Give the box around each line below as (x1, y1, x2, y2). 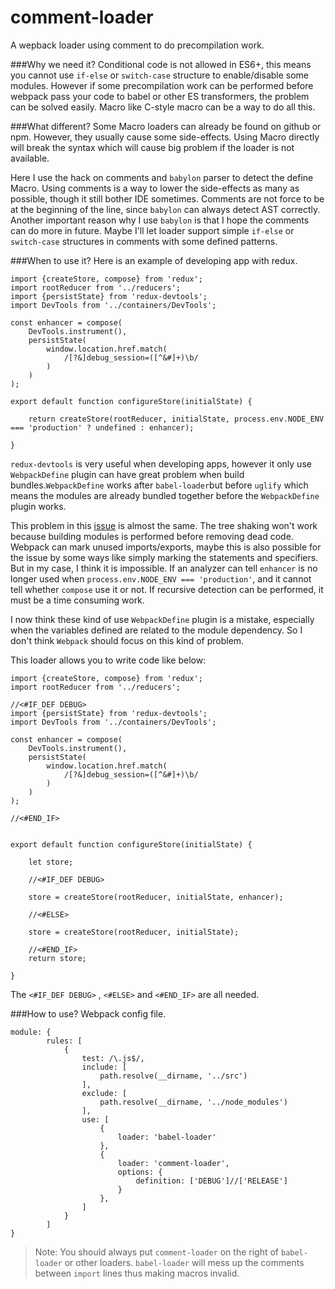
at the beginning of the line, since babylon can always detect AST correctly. (10, 203, 321, 215)
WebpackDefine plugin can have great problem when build (10, 468, 245, 480)
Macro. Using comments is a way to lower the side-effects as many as (10, 182, 300, 194)
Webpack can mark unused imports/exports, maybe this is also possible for (10, 541, 322, 553)
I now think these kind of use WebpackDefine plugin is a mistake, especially (10, 613, 315, 625)
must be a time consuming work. (10, 594, 145, 606)
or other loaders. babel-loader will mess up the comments (64, 1256, 305, 1268)
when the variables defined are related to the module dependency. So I (10, 624, 303, 636)
